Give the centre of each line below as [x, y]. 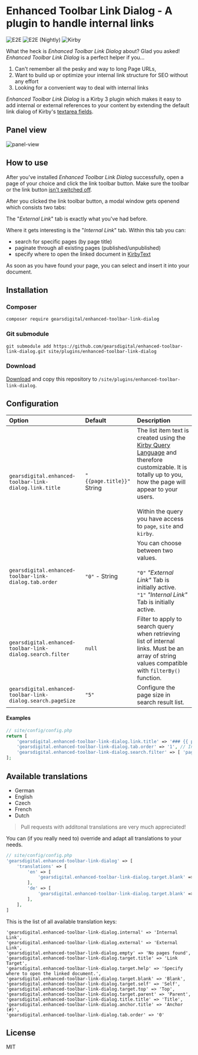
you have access [160, 519]
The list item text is [163, 430]
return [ [17, 736]
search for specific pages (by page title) [63, 241]
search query [155, 626]
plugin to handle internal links [80, 23]
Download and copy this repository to [52, 379]
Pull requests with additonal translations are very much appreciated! [103, 827]
